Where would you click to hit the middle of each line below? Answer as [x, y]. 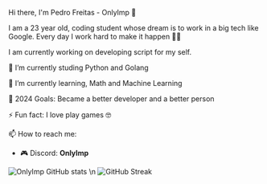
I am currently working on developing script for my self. [100, 52]
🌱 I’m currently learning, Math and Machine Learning [95, 83]
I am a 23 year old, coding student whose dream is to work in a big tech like [133, 28]
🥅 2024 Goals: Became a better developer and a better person [111, 99]
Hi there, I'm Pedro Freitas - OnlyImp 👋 [72, 12]
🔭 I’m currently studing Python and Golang [78, 67]
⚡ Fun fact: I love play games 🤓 [60, 115]
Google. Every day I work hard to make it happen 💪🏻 [95, 37]
